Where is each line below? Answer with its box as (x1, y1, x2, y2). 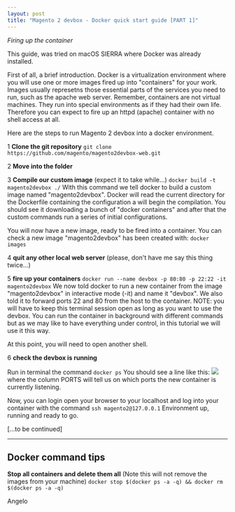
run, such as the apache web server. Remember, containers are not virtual (7, 92, 221, 101)
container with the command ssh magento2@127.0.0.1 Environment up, (7, 404, 210, 412)
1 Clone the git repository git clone (7, 142, 112, 150)
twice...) (7, 260, 31, 269)
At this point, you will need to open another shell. (7, 340, 148, 348)
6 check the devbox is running (7, 353, 98, 362)
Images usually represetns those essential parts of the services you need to (7, 85, 226, 94)
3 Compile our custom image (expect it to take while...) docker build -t (7, 176, 216, 184)
